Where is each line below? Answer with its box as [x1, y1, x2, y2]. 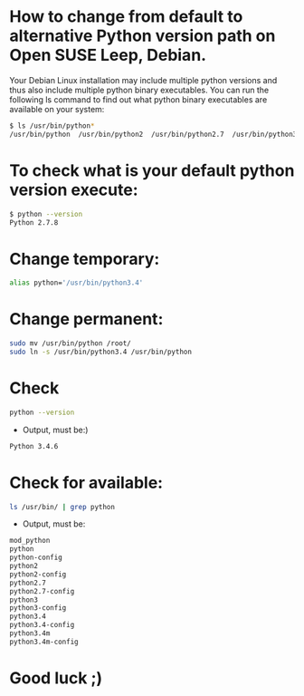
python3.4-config [9, 621, 75, 630]
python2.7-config [9, 586, 75, 595]
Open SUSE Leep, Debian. [9, 45, 206, 65]
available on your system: [9, 103, 105, 114]
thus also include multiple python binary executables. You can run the [9, 84, 270, 95]
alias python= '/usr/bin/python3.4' [9, 278, 144, 287]
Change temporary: [9, 248, 160, 269]
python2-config [9, 569, 67, 579]
